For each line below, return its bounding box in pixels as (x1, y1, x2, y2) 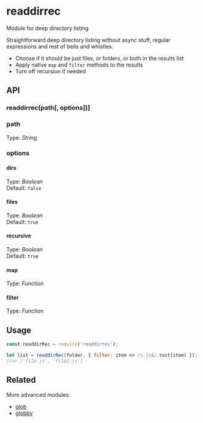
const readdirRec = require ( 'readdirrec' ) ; (6, 341, 119, 347)
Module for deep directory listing (6, 24, 89, 32)
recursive (6, 232, 32, 239)
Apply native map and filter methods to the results (15, 61, 143, 68)
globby (15, 409, 33, 416)
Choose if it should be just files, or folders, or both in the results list (15, 54, 184, 62)
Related (6, 375, 37, 385)
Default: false (6, 184, 41, 192)
